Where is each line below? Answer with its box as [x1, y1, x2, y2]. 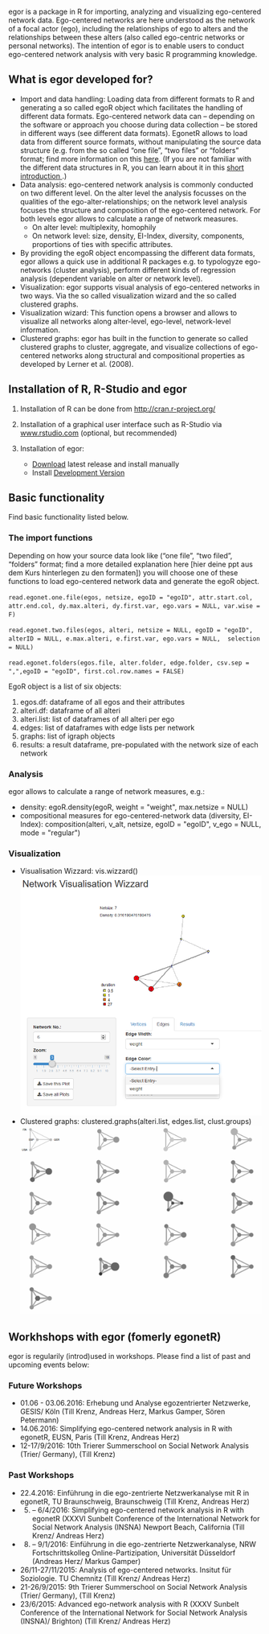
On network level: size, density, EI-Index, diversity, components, [31, 231, 245, 241]
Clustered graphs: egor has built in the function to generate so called [19, 333, 249, 343]
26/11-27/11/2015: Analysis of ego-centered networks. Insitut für [19, 1565, 232, 1574]
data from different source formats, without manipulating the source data [19, 137, 262, 146]
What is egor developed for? [8, 72, 154, 87]
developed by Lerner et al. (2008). [19, 359, 134, 368]
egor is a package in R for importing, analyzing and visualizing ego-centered [8, 7, 262, 16]
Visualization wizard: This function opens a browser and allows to [19, 307, 238, 317]
